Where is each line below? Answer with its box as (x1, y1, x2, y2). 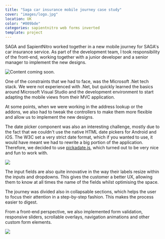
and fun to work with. (5, 150, 48, 156)
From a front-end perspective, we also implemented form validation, (5, 209, 143, 214)
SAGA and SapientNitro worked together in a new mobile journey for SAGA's (5, 44, 159, 49)
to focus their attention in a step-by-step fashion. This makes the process (5, 194, 154, 200)
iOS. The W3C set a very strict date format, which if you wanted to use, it (5, 134, 153, 140)
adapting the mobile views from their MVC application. (5, 94, 115, 100)
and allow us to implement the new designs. (5, 114, 94, 120)
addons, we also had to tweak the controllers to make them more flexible (5, 109, 152, 115)
